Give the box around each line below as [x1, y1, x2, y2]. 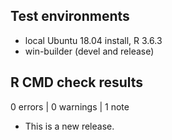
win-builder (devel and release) [24, 45, 155, 57]
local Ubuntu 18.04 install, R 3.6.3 [24, 34, 163, 46]
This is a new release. [24, 120, 115, 132]
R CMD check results [10, 74, 144, 91]
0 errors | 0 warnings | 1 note [10, 100, 130, 113]
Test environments [10, 8, 130, 25]
